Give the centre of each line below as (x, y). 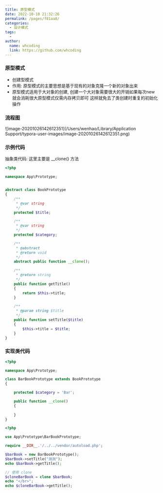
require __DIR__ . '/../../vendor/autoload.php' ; (54, 446)
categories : (17, 23)
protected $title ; (32, 212)
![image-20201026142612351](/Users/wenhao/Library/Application (71, 129)
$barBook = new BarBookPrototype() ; (42, 455)
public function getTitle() (42, 284)
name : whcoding (25, 46)
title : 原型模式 (20, 9)
